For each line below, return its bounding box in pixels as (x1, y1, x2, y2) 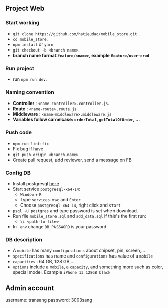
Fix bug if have (12, 146, 44, 152)
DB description (5, 236, 43, 243)
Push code (5, 129, 32, 136)
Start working (5, 19, 40, 26)
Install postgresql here (12, 180, 59, 186)
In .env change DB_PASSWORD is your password (12, 223, 107, 229)
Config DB (5, 169, 31, 176)
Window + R (20, 191, 42, 197)
